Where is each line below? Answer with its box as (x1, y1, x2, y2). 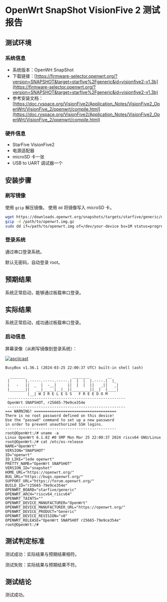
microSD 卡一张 (12, 154, 45, 160)
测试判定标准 (5, 537, 45, 546)
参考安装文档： (12, 95, 43, 101)
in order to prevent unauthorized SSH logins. (5, 422, 103, 427)
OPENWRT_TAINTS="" (5, 496, 43, 501)
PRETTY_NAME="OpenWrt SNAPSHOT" (5, 461, 72, 466)
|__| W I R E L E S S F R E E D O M (27, 391, 108, 396)
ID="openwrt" (5, 452, 32, 457)
